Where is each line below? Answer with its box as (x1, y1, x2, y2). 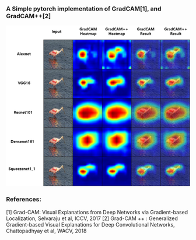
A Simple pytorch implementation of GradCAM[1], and (6, 5, 162, 13)
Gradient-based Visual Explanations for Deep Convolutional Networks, (6, 221, 175, 228)
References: (6, 195, 42, 203)
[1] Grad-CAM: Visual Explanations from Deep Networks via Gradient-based (6, 208, 188, 215)
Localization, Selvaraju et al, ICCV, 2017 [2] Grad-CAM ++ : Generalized (6, 215, 178, 222)
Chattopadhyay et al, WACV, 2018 (6, 227, 87, 234)
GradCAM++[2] (6, 12, 51, 20)
